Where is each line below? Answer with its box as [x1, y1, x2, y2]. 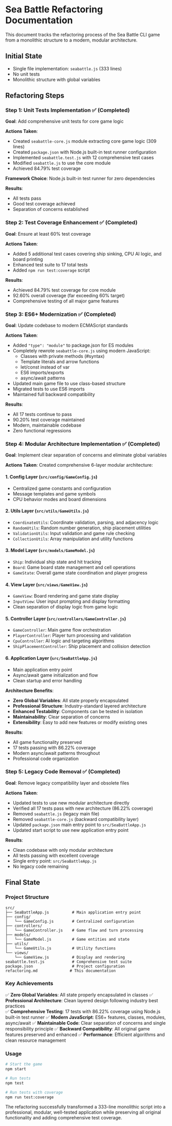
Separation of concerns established [12, 206, 89, 213]
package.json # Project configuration [5, 964, 125, 969]
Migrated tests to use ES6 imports [12, 386, 85, 392]
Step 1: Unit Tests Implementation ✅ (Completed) [5, 107, 130, 114]
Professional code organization [12, 755, 79, 761]
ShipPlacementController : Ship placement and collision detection [12, 643, 150, 650]
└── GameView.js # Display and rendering [14, 955, 125, 960]
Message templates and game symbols [12, 490, 96, 497]
